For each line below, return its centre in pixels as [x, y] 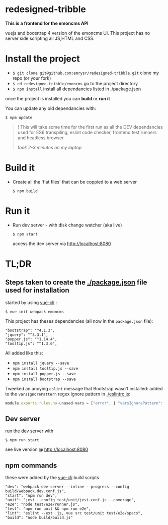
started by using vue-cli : [31, 302]
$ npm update [19, 118]
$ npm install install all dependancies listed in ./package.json [77, 89]
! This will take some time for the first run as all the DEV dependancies [90, 127]
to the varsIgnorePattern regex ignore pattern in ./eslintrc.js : [68, 394]
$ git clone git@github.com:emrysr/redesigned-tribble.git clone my [86, 73]
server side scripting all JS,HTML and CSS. [50, 38]
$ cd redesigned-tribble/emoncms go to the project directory [75, 83]
